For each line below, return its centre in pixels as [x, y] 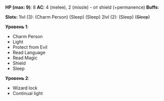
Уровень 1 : [17, 27]
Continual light [28, 93]
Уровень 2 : [17, 78]
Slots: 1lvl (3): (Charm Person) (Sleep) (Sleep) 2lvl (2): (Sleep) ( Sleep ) [78, 17]
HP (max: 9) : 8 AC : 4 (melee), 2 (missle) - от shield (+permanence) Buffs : [82, 7]
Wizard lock [25, 88]
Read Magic [25, 58]
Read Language [29, 53]
